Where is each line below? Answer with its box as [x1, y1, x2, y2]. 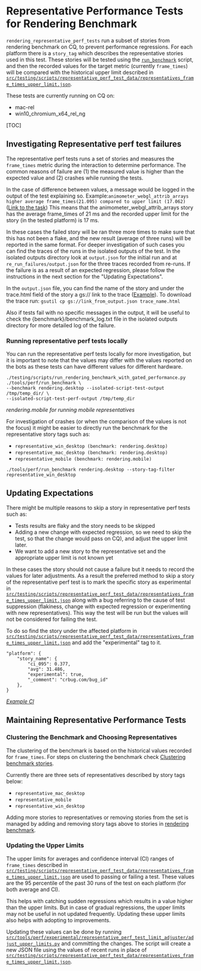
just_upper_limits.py [6, 941, 60, 947]
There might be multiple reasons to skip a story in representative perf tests [6, 504, 190, 511]
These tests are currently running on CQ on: [6, 92, 115, 99]
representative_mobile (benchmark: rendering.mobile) [14, 456, 152, 462]
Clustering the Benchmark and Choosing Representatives [6, 733, 178, 742]
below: [6, 778, 23, 785]
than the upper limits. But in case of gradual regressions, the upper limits [6, 904, 185, 911]
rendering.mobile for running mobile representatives [6, 407, 135, 414]
